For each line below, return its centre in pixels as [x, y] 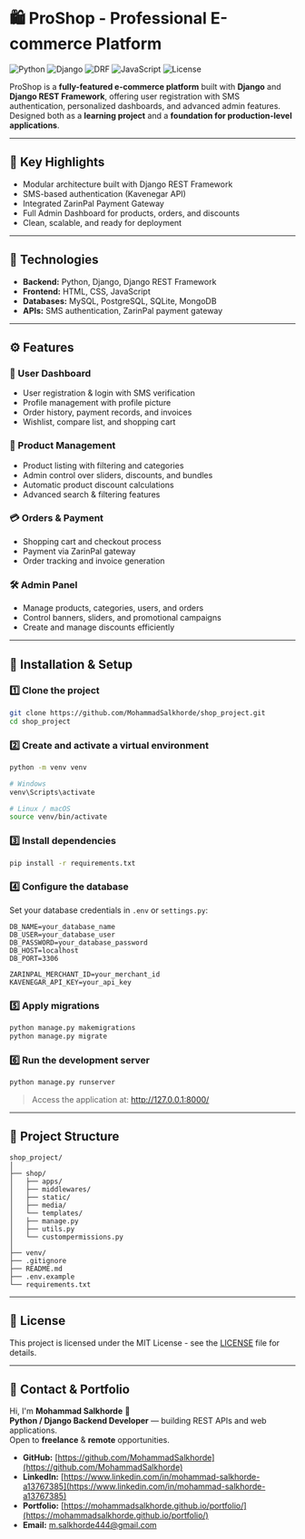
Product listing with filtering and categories [103, 466]
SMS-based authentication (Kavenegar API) [104, 193]
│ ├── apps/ [36, 1181]
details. [23, 1352]
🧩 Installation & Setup [71, 664]
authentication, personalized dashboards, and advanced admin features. [145, 105]
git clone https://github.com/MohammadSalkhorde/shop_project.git [138, 713]
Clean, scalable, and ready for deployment [102, 222]
